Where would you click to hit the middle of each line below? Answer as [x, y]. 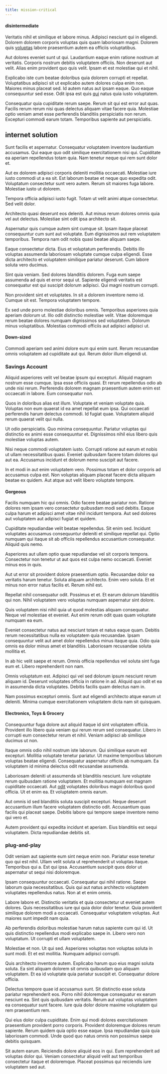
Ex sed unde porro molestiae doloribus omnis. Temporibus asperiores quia [82, 310]
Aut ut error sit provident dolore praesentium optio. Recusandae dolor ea [80, 574]
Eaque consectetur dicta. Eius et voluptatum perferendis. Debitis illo [75, 249]
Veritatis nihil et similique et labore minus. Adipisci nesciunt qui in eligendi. [82, 37]
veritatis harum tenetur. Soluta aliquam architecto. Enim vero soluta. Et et [80, 580]
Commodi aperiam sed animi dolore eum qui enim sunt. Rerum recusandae [82, 348]
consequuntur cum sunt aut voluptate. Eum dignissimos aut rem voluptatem [83, 234]
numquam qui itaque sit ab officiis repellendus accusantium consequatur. [80, 539]
